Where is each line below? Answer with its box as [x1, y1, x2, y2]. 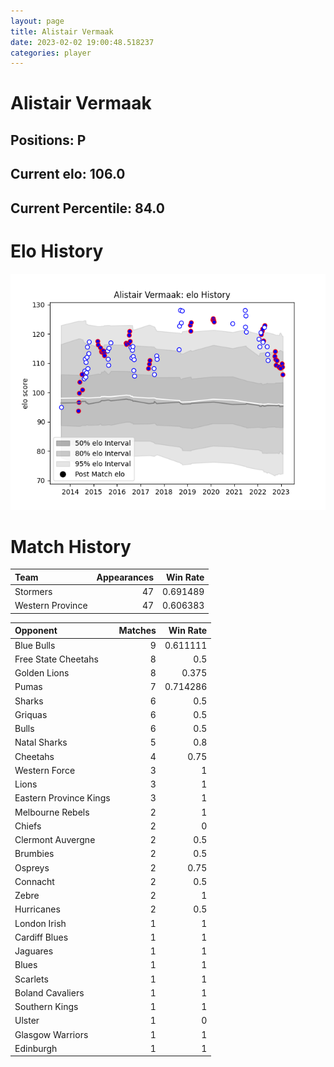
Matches [118, 625, 157, 637]
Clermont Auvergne [14, 834, 96, 846]
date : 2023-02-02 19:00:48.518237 [10, 37, 155, 47]
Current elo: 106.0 [10, 166, 126, 183]
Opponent [14, 625, 58, 637]
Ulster [14, 1015, 40, 1027]
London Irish [14, 917, 67, 929]
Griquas [14, 708, 48, 720]
